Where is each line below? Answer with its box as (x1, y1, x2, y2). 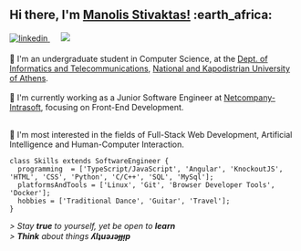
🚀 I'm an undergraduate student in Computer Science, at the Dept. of (9, 53, 268, 64)
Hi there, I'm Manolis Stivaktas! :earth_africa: (9, 7, 273, 23)
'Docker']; (9, 188, 51, 197)
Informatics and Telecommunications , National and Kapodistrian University (9, 63, 290, 74)
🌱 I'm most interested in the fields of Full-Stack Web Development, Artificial (9, 129, 293, 140)
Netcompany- (223, 91, 276, 103)
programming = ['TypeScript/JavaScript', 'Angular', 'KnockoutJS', (17, 164, 284, 173)
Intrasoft (9, 101, 41, 112)
